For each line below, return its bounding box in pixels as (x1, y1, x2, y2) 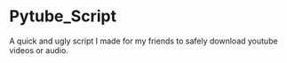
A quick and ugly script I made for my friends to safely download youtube (9, 35, 278, 46)
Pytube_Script (9, 6, 117, 27)
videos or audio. (9, 44, 68, 55)
